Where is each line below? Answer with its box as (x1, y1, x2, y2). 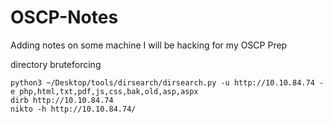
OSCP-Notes (10, 6, 119, 29)
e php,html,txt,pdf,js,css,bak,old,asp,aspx (10, 86, 199, 96)
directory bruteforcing (10, 58, 102, 70)
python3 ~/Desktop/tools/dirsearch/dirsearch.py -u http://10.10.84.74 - (10, 77, 325, 88)
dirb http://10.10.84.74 (10, 95, 114, 105)
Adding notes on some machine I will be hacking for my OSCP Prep (10, 39, 288, 51)
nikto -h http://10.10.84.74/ (10, 104, 137, 114)
